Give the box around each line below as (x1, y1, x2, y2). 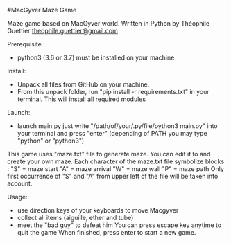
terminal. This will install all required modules (17, 95, 146, 103)
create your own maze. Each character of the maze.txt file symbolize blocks (7, 157, 225, 165)
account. (7, 179, 33, 188)
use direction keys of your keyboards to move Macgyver (17, 206, 179, 214)
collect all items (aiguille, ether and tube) (17, 214, 134, 222)
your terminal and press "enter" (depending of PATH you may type (17, 129, 207, 137)
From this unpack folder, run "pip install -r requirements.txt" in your (17, 88, 209, 96)
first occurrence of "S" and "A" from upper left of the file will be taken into (7, 172, 219, 180)
